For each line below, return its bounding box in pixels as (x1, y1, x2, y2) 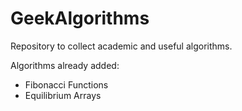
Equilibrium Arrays (24, 89, 102, 101)
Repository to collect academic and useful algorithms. (10, 40, 233, 52)
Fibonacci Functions (24, 78, 109, 91)
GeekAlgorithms (10, 7, 150, 30)
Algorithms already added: (10, 59, 120, 71)
